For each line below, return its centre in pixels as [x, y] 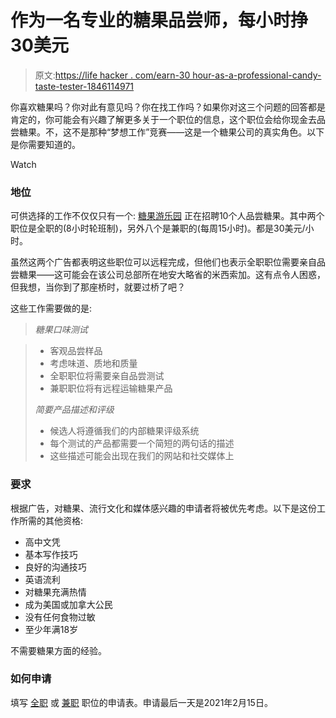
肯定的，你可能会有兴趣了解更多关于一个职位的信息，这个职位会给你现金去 [163, 119]
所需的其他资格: [51, 520]
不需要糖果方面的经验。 [58, 650]
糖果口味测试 [61, 330]
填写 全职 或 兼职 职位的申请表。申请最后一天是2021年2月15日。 [141, 702]
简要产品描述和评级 [74, 410]
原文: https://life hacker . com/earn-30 [112, 75]
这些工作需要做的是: [51, 308]
